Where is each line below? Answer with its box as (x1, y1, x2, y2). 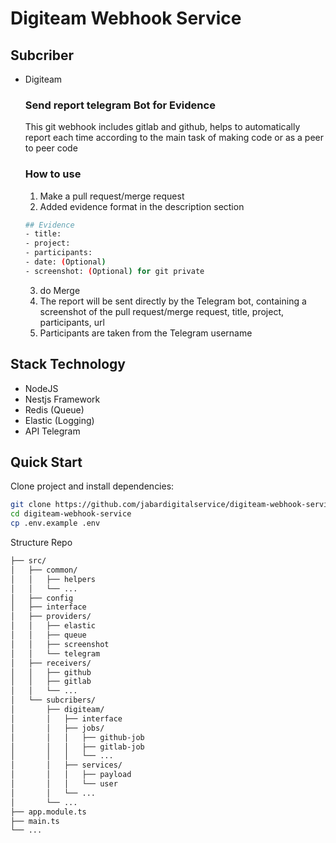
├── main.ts (10, 816, 60, 826)
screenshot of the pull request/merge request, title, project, (39, 305, 285, 317)
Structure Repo (10, 537, 73, 549)
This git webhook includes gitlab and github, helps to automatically (24, 121, 301, 133)
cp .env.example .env (10, 518, 101, 529)
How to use (24, 167, 82, 181)
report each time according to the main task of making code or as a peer (24, 132, 325, 144)
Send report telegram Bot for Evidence (24, 98, 216, 112)
